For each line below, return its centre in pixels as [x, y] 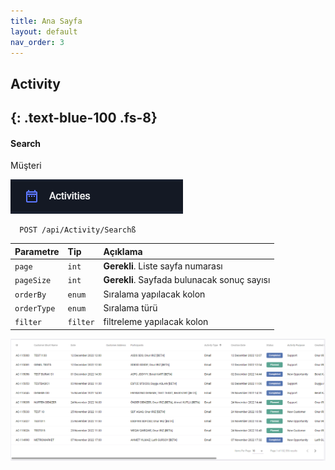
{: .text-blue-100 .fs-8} [84, 118]
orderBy [30, 295]
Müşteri [26, 166]
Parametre [37, 251]
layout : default [44, 31]
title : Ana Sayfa [46, 21]
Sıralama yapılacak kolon [154, 294]
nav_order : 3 [37, 42]
